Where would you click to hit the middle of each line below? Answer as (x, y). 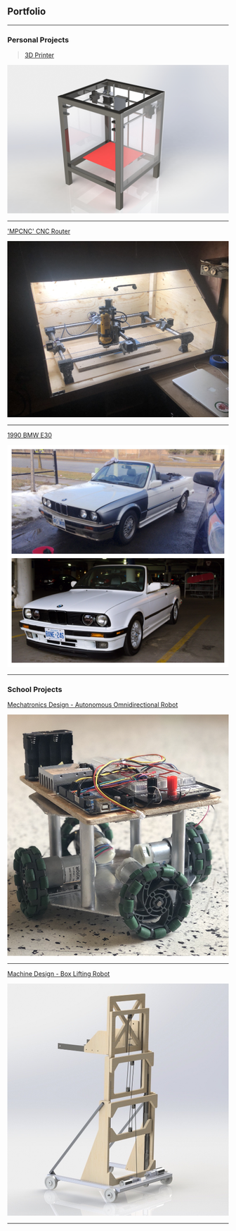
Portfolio (27, 12)
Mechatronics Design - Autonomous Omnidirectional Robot (93, 705)
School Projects (35, 689)
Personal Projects (38, 39)
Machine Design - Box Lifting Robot (59, 974)
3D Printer (39, 55)
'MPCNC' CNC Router (39, 231)
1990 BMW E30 (30, 435)
